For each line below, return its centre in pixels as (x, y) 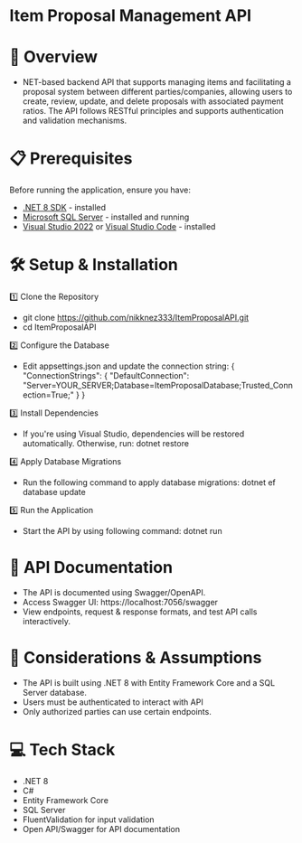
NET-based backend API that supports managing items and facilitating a (157, 82)
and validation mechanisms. (75, 121)
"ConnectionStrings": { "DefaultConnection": (106, 375)
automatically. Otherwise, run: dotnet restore (106, 443)
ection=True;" (48, 395)
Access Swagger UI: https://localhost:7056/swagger (120, 602)
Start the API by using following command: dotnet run (123, 531)
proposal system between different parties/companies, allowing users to (157, 92)
